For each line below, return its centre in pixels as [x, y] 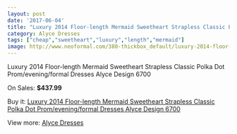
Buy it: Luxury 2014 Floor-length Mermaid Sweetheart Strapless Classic [111, 102]
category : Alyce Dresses [44, 33]
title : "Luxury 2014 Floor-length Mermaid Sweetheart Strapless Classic [116, 27]
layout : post [26, 14]
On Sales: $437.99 [35, 88]
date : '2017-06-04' [36, 20]
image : [17, 47]
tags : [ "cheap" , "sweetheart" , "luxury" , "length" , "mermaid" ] [96, 40]
